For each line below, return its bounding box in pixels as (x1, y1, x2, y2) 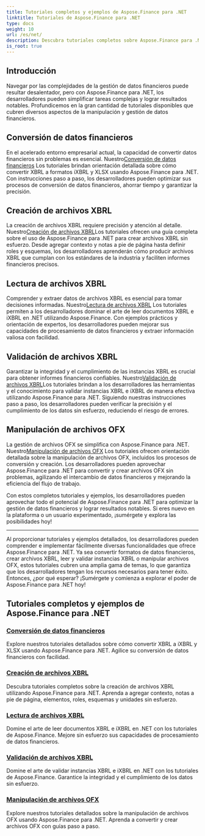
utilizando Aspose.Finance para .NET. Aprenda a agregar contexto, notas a (6, 689, 194, 696)
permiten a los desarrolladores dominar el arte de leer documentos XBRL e (6, 307, 194, 315)
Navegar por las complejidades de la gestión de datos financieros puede (6, 82, 189, 89)
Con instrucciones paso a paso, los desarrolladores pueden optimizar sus (6, 175, 192, 182)
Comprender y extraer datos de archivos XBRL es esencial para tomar (6, 295, 182, 302)
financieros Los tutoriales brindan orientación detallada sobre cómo (6, 162, 177, 169)
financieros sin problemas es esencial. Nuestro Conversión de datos (6, 155, 176, 162)
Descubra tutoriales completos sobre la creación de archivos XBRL (6, 682, 174, 690)
